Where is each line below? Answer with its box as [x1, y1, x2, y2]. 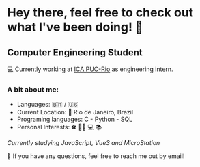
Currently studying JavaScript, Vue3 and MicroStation [7, 139, 160, 147]
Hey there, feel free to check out [7, 5, 194, 21]
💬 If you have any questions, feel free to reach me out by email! [7, 152, 185, 160]
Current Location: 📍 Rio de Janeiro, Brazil [16, 108, 134, 116]
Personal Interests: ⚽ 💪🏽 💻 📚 [16, 123, 102, 131]
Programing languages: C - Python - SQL [16, 115, 133, 124]
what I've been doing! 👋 [7, 19, 143, 35]
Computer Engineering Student [7, 47, 143, 58]
